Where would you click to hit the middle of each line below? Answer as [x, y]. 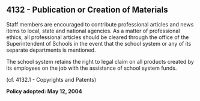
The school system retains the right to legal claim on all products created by [100, 61]
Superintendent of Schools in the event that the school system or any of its [99, 43]
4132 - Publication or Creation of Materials [87, 10]
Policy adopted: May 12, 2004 [44, 91]
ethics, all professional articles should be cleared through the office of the [98, 37]
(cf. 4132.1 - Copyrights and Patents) [51, 79]
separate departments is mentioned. [51, 50]
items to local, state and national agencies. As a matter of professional [93, 31]
